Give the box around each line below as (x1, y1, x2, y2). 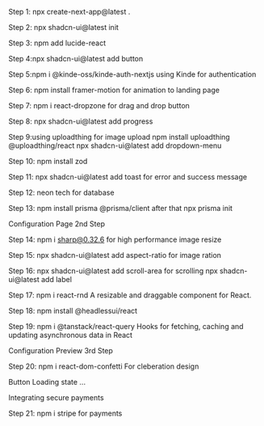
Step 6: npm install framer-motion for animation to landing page (8, 85, 220, 95)
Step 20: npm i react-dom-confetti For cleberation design (8, 361, 199, 371)
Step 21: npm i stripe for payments (8, 408, 123, 418)
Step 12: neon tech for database (8, 188, 115, 197)
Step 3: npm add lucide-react (8, 38, 107, 48)
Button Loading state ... (8, 377, 86, 386)
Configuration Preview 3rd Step (8, 346, 113, 355)
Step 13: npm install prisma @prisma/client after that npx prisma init (8, 204, 233, 213)
